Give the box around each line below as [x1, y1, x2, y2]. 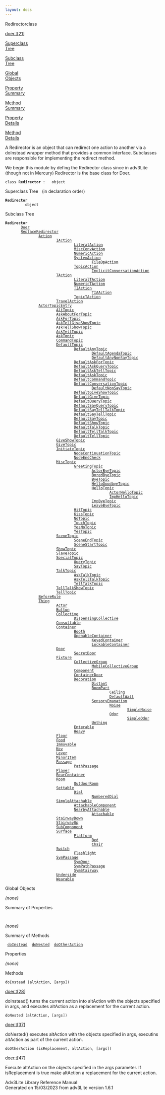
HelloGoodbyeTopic [91, 481, 130, 486]
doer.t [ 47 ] [5, 1055, 26, 1061]
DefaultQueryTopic [73, 398, 112, 404]
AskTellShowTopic [56, 325, 92, 330]
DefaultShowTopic [73, 420, 110, 425]
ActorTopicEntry [38, 303, 72, 308]
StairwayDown [56, 815, 83, 821]
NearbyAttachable [73, 807, 110, 812]
